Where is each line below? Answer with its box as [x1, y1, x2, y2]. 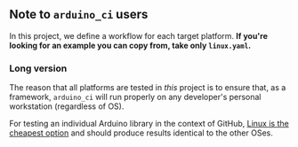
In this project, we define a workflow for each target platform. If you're [9, 30, 269, 41]
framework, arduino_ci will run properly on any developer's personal [9, 92, 262, 103]
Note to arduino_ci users [9, 7, 149, 22]
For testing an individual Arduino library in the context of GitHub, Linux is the [9, 119, 289, 129]
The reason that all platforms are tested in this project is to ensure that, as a [9, 82, 286, 93]
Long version [9, 62, 68, 74]
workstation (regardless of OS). [9, 101, 125, 112]
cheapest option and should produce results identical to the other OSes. [9, 128, 274, 138]
